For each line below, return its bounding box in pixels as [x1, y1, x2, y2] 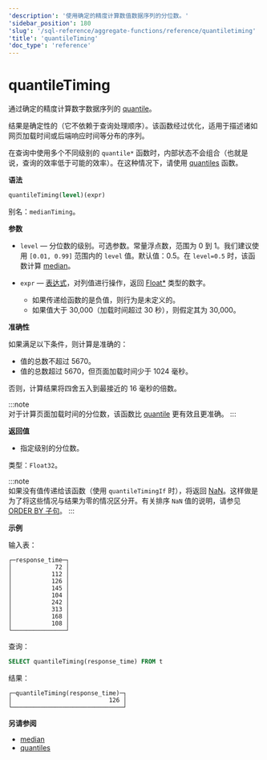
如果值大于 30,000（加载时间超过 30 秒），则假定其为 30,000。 [31, 304, 241, 314]
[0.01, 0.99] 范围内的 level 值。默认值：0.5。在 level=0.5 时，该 [29, 251, 249, 260]
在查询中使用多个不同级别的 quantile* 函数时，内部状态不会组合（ [8, 148, 228, 157]
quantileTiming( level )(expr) [8, 191, 106, 199]
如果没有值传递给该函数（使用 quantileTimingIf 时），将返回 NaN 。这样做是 [8, 485, 259, 495]
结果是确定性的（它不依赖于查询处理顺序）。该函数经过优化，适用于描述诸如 [8, 121, 258, 131]
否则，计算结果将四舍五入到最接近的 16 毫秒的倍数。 [8, 383, 182, 393]
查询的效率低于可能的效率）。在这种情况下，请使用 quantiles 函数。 [22, 158, 243, 168]
